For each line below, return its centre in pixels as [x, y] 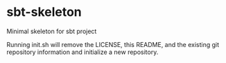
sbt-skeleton [44, 12]
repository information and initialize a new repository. [82, 52]
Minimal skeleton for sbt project [52, 31]
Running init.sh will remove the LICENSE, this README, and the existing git [113, 44]
